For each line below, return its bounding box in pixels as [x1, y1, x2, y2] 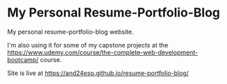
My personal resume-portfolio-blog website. [7, 28, 134, 36]
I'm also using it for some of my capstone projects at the [7, 41, 169, 49]
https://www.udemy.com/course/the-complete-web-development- [7, 48, 199, 56]
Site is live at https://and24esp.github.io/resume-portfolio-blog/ [7, 69, 189, 77]
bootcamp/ [7, 55, 39, 63]
